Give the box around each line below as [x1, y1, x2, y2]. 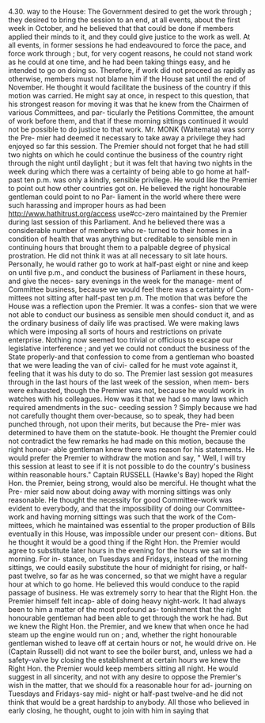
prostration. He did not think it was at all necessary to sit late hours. [8, 251, 228, 260]
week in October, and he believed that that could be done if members [8, 24, 234, 33]
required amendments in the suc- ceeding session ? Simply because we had [8, 403, 257, 411]
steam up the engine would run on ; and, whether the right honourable [8, 630, 237, 639]
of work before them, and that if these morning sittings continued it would [8, 117, 249, 125]
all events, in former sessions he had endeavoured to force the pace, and [8, 40, 247, 50]
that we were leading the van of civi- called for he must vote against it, [8, 361, 238, 369]
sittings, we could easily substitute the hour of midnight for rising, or [8, 563, 231, 572]
